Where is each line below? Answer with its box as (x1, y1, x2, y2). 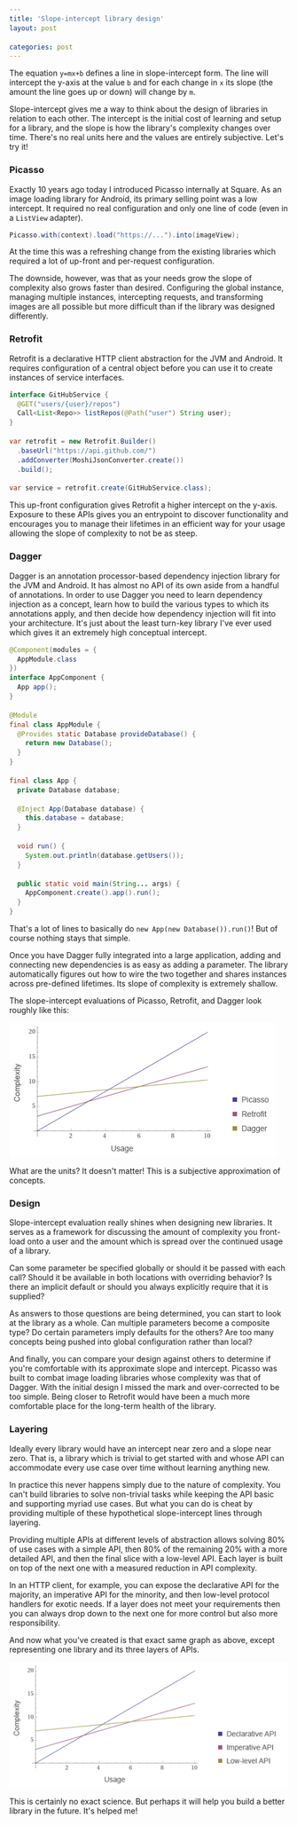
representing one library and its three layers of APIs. (9, 1644, 199, 1655)
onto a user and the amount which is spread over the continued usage (27, 1236, 284, 1247)
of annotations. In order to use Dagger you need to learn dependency (9, 589, 263, 600)
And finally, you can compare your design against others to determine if (9, 1354, 271, 1365)
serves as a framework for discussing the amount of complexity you (9, 1227, 258, 1238)
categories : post (9, 43, 74, 51)
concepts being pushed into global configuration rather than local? (9, 1336, 253, 1348)
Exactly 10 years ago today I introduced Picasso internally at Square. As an (9, 184, 282, 194)
